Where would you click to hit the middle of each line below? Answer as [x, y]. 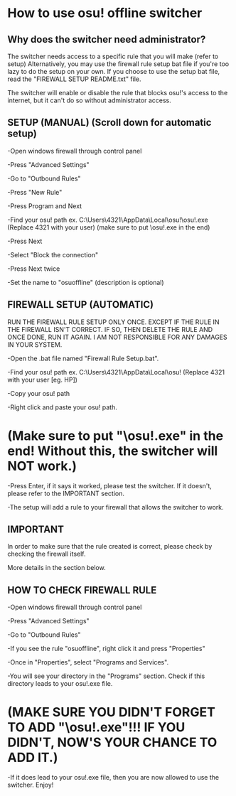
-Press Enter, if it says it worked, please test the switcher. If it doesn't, [109, 485]
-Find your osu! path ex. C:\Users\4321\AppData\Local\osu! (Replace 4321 [116, 372]
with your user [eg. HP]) [43, 380]
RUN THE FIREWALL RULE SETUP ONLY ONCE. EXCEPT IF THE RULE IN [113, 322]
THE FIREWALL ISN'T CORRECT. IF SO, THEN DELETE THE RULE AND [110, 329]
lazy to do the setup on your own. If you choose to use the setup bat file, [114, 71]
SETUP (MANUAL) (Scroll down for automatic [109, 123]
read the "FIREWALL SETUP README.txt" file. [74, 79]
